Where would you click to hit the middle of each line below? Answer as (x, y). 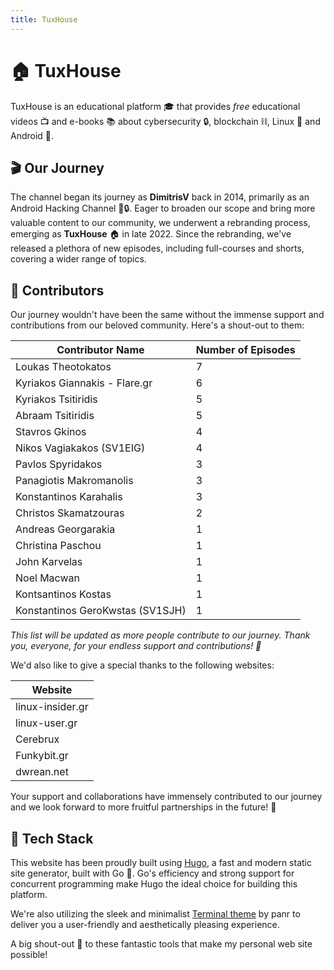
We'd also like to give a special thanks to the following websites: (142, 665)
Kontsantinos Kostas (63, 594)
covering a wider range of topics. (78, 259)
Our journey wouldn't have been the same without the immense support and (167, 315)
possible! (29, 954)
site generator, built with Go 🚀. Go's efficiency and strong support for (152, 873)
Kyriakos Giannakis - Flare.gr (84, 383)
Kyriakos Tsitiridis (56, 399)
